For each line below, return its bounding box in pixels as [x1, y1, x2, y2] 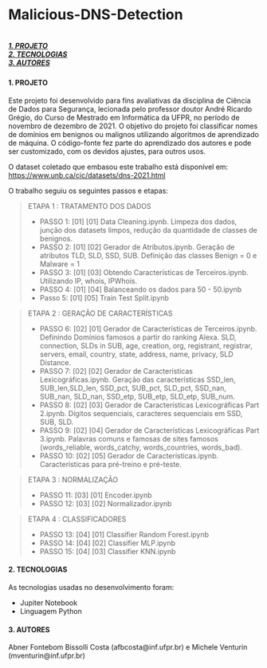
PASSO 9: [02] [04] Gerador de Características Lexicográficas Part [39, 425, 260, 435]
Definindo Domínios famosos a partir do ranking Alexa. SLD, [39, 332, 237, 342]
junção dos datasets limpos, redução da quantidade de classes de [39, 225, 257, 234]
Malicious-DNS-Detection [8, 6, 183, 24]
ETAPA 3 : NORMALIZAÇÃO [27, 474, 118, 484]
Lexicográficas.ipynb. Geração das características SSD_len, [39, 375, 237, 384]
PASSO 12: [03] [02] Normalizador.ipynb [39, 498, 172, 508]
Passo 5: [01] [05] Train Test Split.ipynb [39, 293, 170, 302]
